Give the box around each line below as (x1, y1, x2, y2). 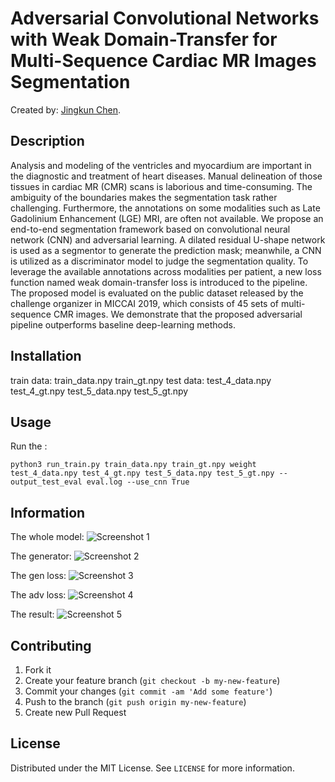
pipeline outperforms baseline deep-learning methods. (10, 318, 236, 331)
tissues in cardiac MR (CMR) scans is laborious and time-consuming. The (10, 180, 313, 192)
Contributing (10, 637, 92, 654)
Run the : (10, 440, 48, 452)
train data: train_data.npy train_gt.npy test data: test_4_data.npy (10, 374, 272, 386)
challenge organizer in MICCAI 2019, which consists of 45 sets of (10, 297, 280, 309)
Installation (10, 348, 82, 365)
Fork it (24, 664, 52, 676)
